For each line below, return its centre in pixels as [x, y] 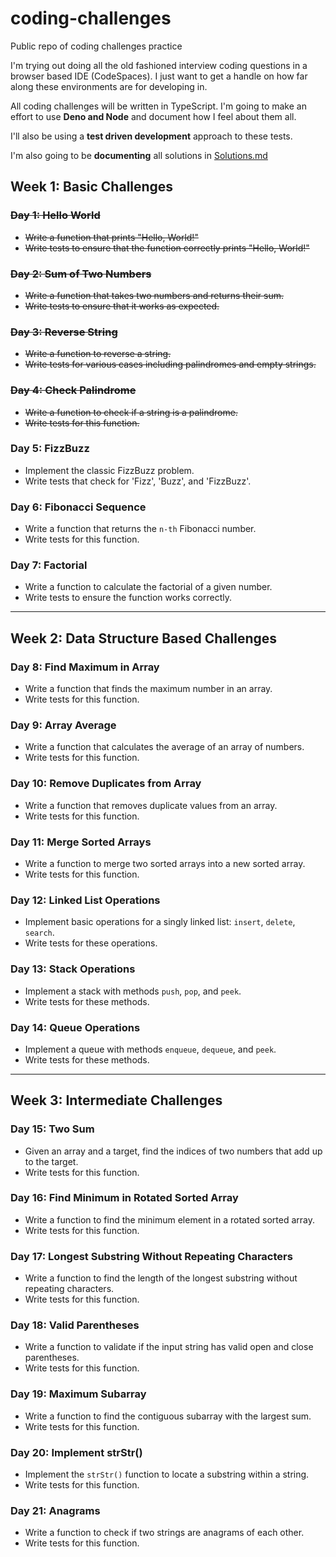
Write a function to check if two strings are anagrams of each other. [164, 1533]
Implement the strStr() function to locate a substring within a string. [167, 1474]
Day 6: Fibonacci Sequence [78, 507]
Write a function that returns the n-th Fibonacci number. [140, 529]
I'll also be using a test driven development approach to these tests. [151, 136]
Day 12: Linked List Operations [85, 900]
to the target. [51, 1161]
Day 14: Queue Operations [75, 1027]
